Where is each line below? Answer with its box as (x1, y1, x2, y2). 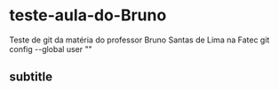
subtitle (9, 70, 53, 85)
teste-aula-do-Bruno (9, 5, 167, 26)
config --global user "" (9, 43, 92, 54)
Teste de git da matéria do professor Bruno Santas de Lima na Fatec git (9, 34, 270, 45)
